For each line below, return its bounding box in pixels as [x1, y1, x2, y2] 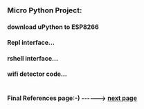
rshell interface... [7, 54, 59, 62]
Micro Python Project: [7, 6, 82, 15]
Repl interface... [7, 39, 55, 47]
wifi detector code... [7, 70, 67, 78]
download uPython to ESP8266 [7, 23, 99, 31]
